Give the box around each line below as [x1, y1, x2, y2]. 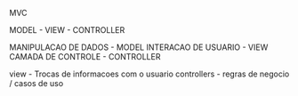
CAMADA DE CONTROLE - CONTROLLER [9, 52, 161, 61]
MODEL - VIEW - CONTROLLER [9, 25, 125, 35]
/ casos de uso [9, 78, 64, 88]
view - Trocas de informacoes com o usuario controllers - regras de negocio [9, 68, 290, 79]
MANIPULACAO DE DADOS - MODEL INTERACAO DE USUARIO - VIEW [9, 42, 269, 52]
